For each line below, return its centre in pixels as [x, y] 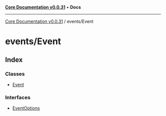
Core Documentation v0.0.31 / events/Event [49, 21]
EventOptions [26, 108]
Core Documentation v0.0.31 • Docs [43, 7]
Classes [15, 74]
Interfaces [18, 97]
